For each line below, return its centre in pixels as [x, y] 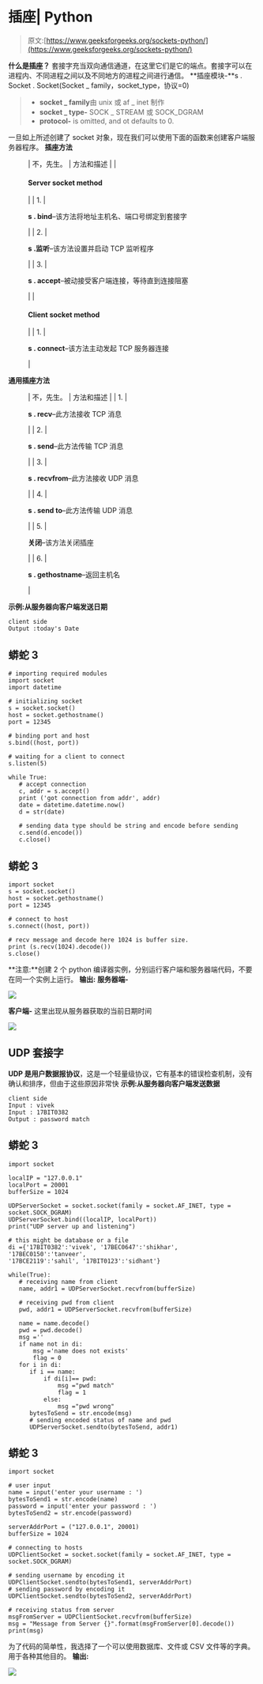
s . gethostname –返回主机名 [74, 575]
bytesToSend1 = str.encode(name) [63, 1500]
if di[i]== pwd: [70, 1378]
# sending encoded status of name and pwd [100, 1420]
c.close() [35, 840]
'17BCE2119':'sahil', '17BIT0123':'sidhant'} [84, 1261]
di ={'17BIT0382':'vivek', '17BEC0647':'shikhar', [93, 1247]
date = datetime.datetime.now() [72, 805]
